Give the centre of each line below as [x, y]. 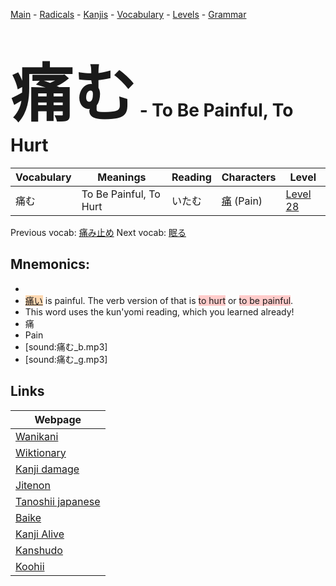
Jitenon [33, 485]
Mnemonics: [50, 264]
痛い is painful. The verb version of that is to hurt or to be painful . [159, 300]
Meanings [122, 177]
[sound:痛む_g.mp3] [66, 359]
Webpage [58, 419]
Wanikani [37, 436]
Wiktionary [41, 452]
